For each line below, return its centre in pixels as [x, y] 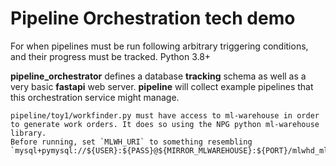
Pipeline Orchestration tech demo [153, 18]
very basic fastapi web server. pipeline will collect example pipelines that [162, 86]
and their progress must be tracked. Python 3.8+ [111, 56]
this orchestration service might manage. [95, 97]
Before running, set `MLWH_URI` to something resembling [131, 142]
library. [28, 133]
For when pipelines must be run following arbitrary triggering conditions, [159, 46]
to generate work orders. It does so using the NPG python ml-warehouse [165, 124]
